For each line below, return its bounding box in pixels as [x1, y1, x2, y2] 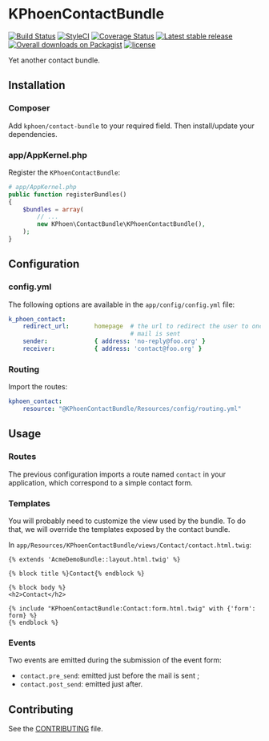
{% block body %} [8, 584, 66, 592]
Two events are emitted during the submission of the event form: [8, 655, 222, 665]
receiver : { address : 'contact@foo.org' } [22, 345, 203, 353]
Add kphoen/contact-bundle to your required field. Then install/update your [8, 121, 255, 131]
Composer [8, 103, 50, 114]
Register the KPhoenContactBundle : [8, 167, 121, 177]
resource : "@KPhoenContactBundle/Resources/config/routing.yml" [22, 405, 242, 413]
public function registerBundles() [8, 190, 127, 199]
